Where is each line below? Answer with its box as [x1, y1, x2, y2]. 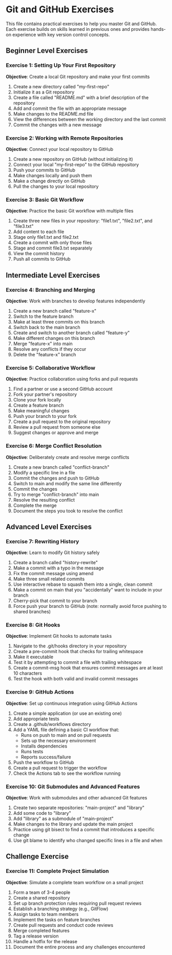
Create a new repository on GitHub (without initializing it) [13, 156, 134, 162]
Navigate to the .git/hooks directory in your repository [13, 643, 127, 649]
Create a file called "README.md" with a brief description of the [13, 94, 149, 101]
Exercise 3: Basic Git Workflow [6, 196, 84, 203]
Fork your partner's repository [13, 391, 77, 397]
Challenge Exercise [6, 852, 69, 861]
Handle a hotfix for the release [13, 938, 77, 944]
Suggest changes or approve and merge [13, 430, 99, 436]
